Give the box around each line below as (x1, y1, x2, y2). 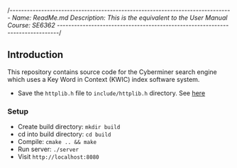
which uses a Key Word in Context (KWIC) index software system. (7, 75, 200, 83)
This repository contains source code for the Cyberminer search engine (7, 67, 218, 76)
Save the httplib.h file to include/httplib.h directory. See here (17, 88, 206, 97)
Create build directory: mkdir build (17, 123, 121, 131)
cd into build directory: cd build (17, 130, 111, 138)
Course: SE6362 (7, 21, 55, 29)
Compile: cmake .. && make (17, 138, 97, 146)
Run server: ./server (17, 145, 79, 154)
